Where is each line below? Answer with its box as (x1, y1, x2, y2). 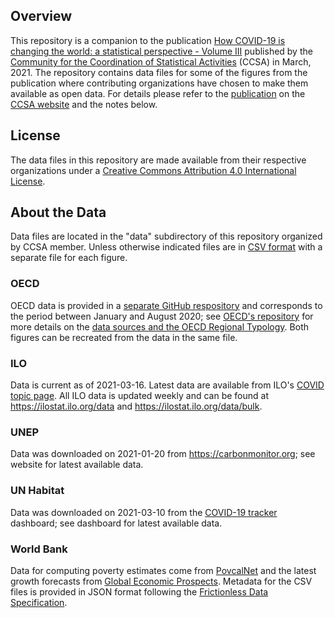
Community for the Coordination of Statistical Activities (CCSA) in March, (10, 55, 312, 68)
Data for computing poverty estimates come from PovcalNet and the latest (10, 564, 317, 576)
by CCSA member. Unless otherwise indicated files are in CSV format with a (10, 241, 323, 253)
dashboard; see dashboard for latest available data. (10, 517, 223, 529)
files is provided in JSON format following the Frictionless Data (10, 585, 269, 598)
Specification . (10, 596, 68, 608)
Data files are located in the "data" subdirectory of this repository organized (10, 230, 323, 243)
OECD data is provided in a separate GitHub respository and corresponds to (10, 299, 323, 311)
